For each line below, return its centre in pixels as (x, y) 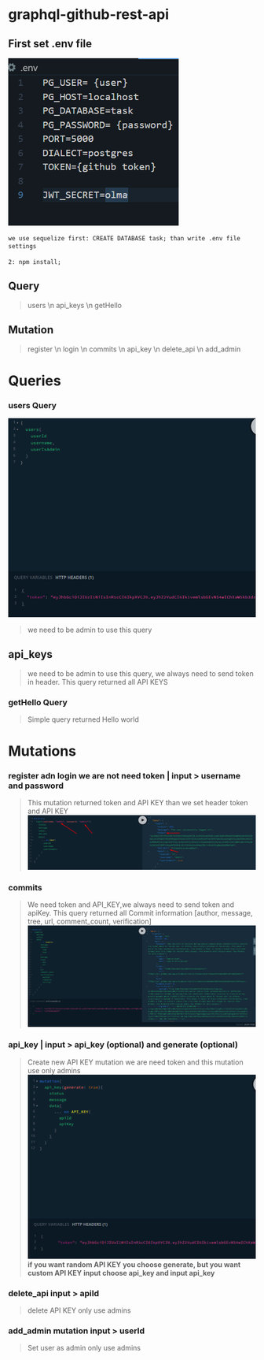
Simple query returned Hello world (83, 719)
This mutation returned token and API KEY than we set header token (138, 803)
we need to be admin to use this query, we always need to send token (140, 673)
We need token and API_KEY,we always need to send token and (130, 905)
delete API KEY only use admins (79, 1310)
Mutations (42, 751)
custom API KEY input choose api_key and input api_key (121, 1273)
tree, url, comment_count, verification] (89, 922)
